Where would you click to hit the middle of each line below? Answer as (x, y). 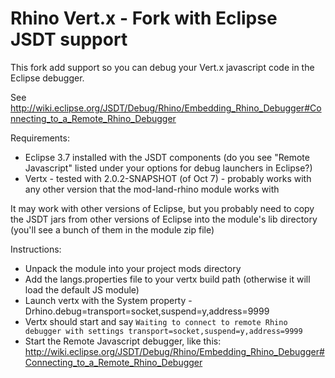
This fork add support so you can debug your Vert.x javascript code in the (162, 67)
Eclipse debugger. (47, 78)
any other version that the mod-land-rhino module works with (152, 189)
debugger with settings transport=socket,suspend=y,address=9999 (163, 331)
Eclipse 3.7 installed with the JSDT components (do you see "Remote (167, 157)
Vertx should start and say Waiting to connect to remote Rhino (156, 321)
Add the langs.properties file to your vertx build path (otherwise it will (167, 279)
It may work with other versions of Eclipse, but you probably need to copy (162, 208)
